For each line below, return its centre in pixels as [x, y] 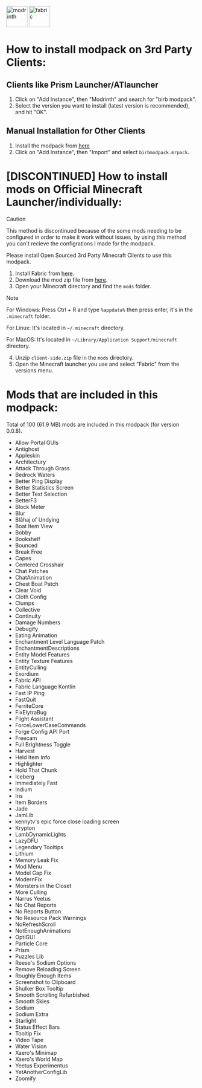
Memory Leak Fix [36, 860]
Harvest [25, 751]
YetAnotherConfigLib [41, 1072]
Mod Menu [28, 866]
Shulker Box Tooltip [39, 988]
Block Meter [30, 507]
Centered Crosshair [39, 565]
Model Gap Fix [33, 873]
